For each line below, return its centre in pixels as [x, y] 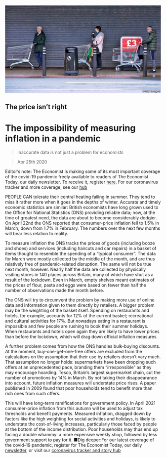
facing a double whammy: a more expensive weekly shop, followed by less [81, 434]
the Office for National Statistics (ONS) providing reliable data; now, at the [80, 212]
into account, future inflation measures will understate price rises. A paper [81, 383]
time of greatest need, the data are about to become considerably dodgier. [81, 217]
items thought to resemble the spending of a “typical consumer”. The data [81, 253]
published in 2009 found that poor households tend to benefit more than [79, 388]
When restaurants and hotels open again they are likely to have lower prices [82, 331]
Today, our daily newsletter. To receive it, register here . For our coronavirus [82, 182]
